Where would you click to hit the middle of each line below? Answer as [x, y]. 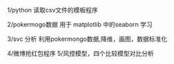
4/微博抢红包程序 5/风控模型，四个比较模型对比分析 [80, 53]
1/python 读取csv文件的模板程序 [52, 10]
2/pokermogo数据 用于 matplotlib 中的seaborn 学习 [80, 25]
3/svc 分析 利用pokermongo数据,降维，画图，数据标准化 [87, 39]
